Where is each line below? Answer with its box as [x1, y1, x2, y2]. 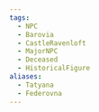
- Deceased [17, 55, 58, 64]
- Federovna [17, 89, 63, 98]
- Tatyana [17, 80, 54, 89]
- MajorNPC [17, 47, 58, 56]
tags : [9, 13, 30, 23]
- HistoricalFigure [17, 64, 91, 73]
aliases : [9, 72, 42, 81]
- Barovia [17, 30, 54, 39]
